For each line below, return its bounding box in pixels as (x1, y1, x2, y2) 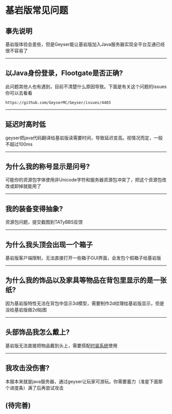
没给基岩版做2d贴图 (5, 306, 47, 313)
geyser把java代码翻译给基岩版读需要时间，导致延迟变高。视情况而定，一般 (5, 134, 163, 141)
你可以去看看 (5, 90, 32, 96)
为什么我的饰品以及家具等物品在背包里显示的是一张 (5, 276, 167, 285)
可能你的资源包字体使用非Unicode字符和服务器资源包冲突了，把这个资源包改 (5, 177, 167, 183)
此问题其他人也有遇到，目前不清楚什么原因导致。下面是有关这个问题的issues (5, 83, 167, 90)
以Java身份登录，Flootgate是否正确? (5, 69, 123, 77)
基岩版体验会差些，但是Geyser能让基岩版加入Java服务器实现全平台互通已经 (5, 42, 165, 47)
